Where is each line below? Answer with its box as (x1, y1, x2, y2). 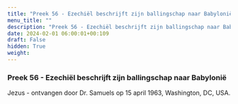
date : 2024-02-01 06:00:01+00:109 (7, 30, 110, 37)
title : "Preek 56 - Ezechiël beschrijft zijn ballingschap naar (7, 10, 201, 18)
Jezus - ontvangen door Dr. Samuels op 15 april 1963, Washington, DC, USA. (7, 89, 231, 97)
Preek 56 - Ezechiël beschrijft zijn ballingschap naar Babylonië (7, 72, 227, 82)
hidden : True (7, 43, 46, 50)
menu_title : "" (7, 17, 52, 24)
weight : (7, 50, 30, 57)
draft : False (7, 37, 46, 44)
